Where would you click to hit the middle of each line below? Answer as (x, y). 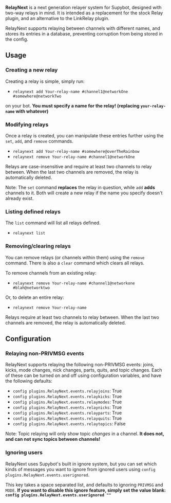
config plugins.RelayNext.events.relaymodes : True (67, 402)
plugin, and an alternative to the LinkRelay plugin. (57, 18)
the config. (17, 39)
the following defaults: (29, 381)
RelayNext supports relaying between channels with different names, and (83, 28)
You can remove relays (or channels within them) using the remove (75, 257)
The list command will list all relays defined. (53, 223)
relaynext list (29, 233)
